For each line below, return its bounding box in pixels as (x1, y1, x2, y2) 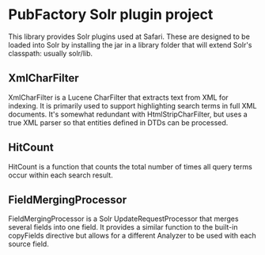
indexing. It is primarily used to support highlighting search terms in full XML (8, 101, 257, 110)
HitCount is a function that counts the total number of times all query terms (8, 162, 253, 171)
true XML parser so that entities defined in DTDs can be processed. (8, 117, 229, 127)
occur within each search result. (8, 170, 113, 180)
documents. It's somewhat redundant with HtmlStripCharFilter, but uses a (8, 109, 248, 119)
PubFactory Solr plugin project (8, 6, 214, 24)
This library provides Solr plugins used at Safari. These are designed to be (8, 32, 251, 41)
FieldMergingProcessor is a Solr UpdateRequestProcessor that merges (8, 214, 239, 223)
